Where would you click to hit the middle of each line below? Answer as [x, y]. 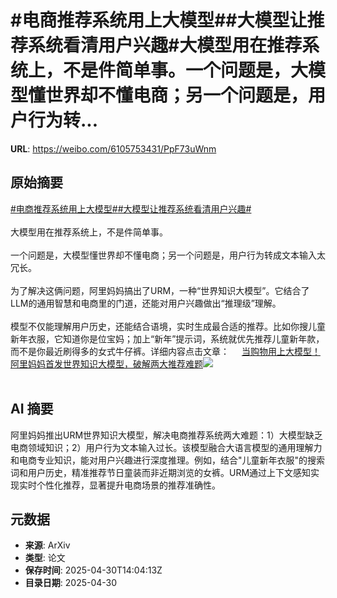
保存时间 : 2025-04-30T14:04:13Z [93, 570]
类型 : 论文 [45, 558]
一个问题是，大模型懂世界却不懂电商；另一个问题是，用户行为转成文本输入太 [168, 255]
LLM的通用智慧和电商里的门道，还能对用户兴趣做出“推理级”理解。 [146, 303]
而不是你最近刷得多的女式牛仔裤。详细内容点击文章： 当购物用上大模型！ [165, 351]
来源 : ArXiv [47, 545]
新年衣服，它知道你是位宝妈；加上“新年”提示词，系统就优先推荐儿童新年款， [167, 338]
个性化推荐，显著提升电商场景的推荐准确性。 [128, 485]
